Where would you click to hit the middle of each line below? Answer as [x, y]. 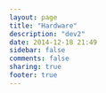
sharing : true [36, 67]
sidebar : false [37, 50]
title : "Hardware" [43, 26]
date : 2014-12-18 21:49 [53, 42]
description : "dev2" [48, 34]
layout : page [33, 17]
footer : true [33, 75]
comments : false [39, 58]
